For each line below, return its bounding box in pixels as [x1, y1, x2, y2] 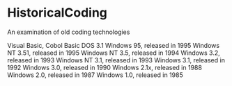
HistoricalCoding [7, 5, 108, 21]
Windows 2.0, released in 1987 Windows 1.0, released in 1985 [7, 71, 183, 79]
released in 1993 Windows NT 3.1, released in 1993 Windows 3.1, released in [7, 55, 225, 64]
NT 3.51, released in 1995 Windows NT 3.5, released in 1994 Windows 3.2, [7, 49, 221, 57]
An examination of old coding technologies [7, 28, 130, 36]
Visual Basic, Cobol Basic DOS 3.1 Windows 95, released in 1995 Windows [7, 41, 220, 49]
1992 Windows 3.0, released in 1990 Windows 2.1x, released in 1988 [7, 63, 202, 71]
